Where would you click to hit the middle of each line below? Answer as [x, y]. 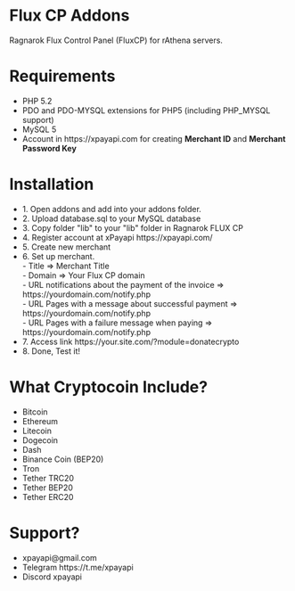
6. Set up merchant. [58, 256]
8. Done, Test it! [51, 351]
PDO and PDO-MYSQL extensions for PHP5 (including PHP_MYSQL [146, 110]
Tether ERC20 [48, 497]
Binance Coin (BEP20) [63, 459]
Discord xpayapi [52, 577]
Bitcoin [35, 412]
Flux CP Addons [70, 16]
